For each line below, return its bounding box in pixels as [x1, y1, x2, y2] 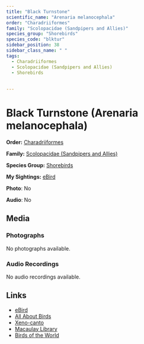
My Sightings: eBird [6, 173, 56, 180]
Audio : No [6, 196, 31, 203]
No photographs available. [6, 245, 71, 252]
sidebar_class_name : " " [6, 48, 68, 54]
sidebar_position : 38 [6, 42, 60, 48]
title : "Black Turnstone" [6, 8, 70, 15]
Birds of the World [14, 332, 59, 339]
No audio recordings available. [6, 273, 81, 280]
